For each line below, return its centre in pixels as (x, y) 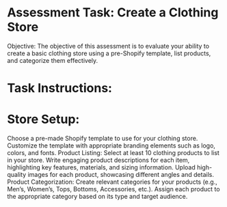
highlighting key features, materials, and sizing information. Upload (102, 167)
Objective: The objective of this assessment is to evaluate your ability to (108, 46)
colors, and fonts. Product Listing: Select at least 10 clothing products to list (113, 153)
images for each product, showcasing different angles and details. (121, 175)
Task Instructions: (60, 88)
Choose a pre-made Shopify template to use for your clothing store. (103, 139)
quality (17, 175)
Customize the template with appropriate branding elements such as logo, (111, 146)
